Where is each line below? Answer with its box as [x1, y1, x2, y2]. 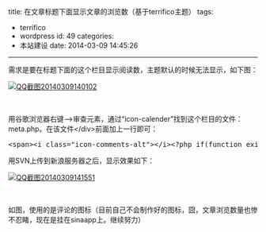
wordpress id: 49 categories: [19, 31, 115, 41]
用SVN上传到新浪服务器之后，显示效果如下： [8, 156, 155, 165]
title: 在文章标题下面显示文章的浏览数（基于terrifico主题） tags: [8, 7, 214, 16]
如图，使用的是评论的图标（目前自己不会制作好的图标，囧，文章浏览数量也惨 [8, 205, 258, 215]
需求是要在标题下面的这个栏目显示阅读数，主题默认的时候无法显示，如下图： [8, 65, 258, 74]
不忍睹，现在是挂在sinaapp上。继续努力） [8, 215, 145, 224]
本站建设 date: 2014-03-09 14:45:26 [19, 41, 139, 50]
